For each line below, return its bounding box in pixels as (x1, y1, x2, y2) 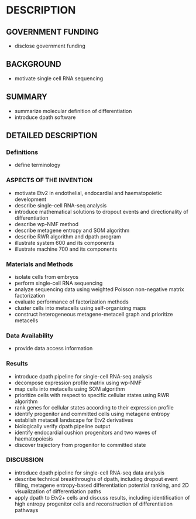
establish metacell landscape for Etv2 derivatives (14, 416, 133, 424)
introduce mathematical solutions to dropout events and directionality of (14, 208, 188, 215)
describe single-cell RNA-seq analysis (14, 202, 107, 209)
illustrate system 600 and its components (14, 239, 115, 246)
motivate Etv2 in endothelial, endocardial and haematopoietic (14, 189, 163, 196)
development (14, 196, 47, 203)
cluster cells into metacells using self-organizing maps (14, 304, 146, 311)
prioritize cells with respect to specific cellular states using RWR (14, 391, 170, 398)
